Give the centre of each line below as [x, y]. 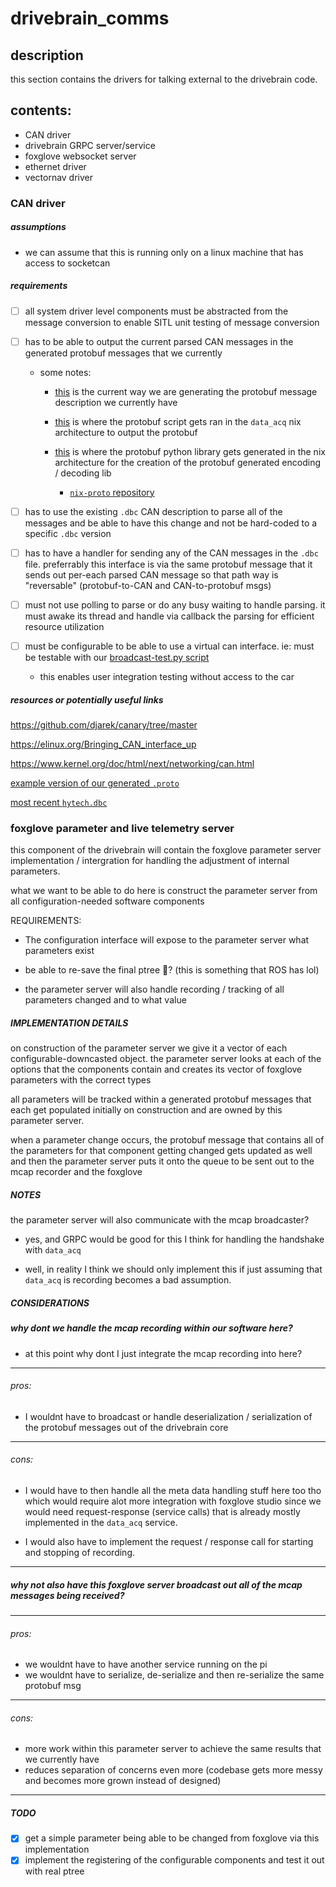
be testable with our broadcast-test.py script [117, 658]
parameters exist [59, 951]
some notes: [65, 372]
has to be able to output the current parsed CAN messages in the [159, 341]
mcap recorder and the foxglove [76, 1172]
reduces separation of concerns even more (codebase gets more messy [173, 1770]
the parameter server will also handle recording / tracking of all [154, 989]
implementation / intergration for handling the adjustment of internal [150, 861]
